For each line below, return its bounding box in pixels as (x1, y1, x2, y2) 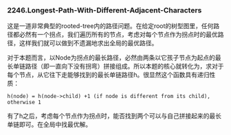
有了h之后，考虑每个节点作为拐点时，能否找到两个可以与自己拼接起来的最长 (7, 112, 222, 120)
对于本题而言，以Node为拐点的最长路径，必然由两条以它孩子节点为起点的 (7, 53, 215, 62)
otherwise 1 (7, 99, 41, 106)
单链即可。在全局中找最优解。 (7, 121, 91, 129)
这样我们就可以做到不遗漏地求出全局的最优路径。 (19, 39, 158, 47)
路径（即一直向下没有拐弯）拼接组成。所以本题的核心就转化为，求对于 (25, 62, 224, 71)
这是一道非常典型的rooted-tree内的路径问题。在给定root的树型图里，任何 (7, 22, 214, 30)
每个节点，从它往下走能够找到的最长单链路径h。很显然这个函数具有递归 (7, 71, 210, 79)
